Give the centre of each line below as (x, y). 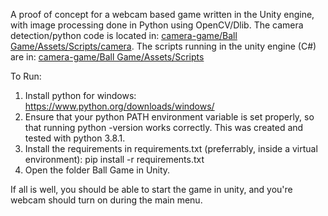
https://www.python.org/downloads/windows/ (119, 106)
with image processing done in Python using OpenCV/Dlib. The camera (157, 25)
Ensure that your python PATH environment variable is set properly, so (169, 117)
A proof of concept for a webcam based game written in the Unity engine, (162, 14)
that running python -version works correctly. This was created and (164, 127)
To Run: (26, 76)
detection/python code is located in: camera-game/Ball (124, 35)
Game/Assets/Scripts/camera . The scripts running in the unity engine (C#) (163, 46)
